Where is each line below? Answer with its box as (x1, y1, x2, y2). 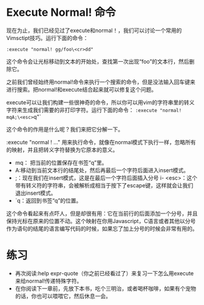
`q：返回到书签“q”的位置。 (15, 196, 82, 204)
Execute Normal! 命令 (6, 5, 117, 19)
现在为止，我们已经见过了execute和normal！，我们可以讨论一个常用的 (6, 27, 182, 34)
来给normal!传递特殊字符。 (15, 277, 83, 284)
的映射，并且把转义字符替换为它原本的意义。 (6, 146, 118, 153)
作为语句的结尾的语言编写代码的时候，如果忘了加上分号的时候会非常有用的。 (6, 225, 198, 232)
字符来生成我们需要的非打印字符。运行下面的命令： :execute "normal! (6, 106, 182, 113)
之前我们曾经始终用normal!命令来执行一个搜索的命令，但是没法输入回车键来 (6, 78, 195, 85)
